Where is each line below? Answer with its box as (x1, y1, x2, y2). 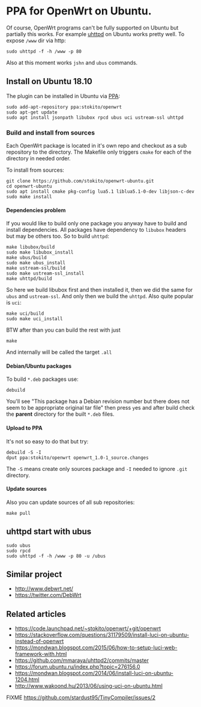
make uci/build (6, 311, 44, 317)
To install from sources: (6, 166, 65, 174)
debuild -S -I (6, 449, 42, 455)
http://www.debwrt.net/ (14, 585, 73, 592)
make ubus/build (6, 255, 47, 261)
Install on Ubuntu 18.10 (6, 76, 93, 86)
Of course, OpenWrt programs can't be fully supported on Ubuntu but (6, 24, 179, 31)
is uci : (6, 299, 22, 306)
